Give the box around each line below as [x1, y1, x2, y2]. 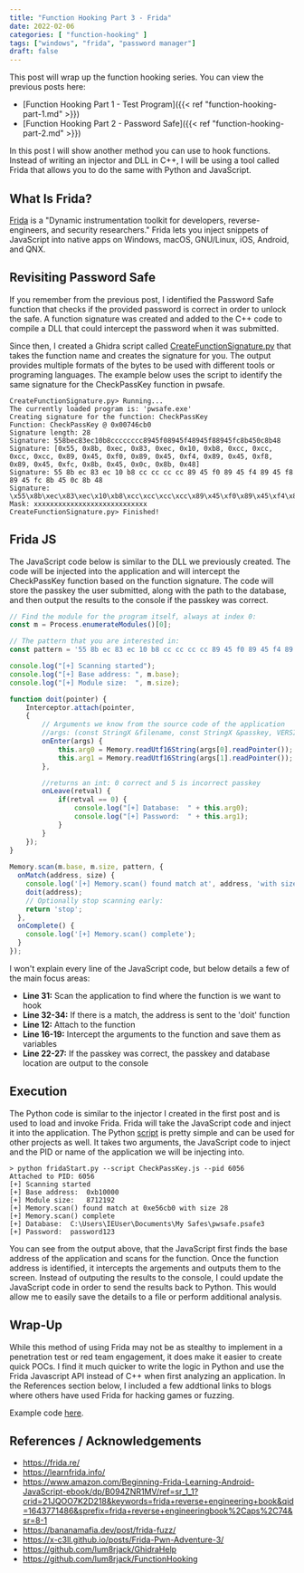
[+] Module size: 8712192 [9, 1195, 116, 1204]
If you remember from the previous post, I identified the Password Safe [9, 293, 274, 304]
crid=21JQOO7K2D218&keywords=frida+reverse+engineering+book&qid [22, 1496, 294, 1507]
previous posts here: [9, 82, 86, 92]
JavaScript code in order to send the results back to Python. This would [9, 1281, 277, 1292]
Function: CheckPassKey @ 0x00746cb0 [9, 420, 152, 429]
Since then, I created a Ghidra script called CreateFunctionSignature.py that [9, 340, 291, 351]
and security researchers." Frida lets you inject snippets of [51, 224, 269, 235]
